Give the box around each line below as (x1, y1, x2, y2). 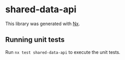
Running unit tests (5, 35, 65, 44)
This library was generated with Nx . (5, 21, 80, 27)
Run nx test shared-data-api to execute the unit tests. (5, 49, 121, 55)
